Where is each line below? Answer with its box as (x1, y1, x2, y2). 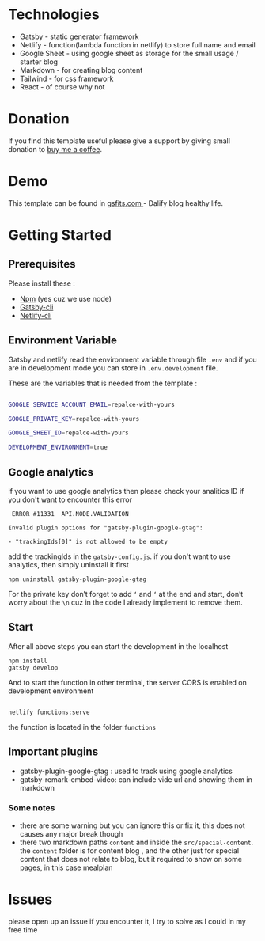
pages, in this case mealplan (19, 863, 113, 872)
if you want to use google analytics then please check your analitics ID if (8, 486, 244, 495)
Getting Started (8, 226, 112, 244)
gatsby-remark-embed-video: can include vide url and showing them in (19, 774, 253, 784)
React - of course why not (19, 82, 105, 92)
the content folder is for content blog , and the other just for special (19, 845, 240, 856)
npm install (8, 657, 47, 665)
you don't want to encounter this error (8, 495, 133, 504)
